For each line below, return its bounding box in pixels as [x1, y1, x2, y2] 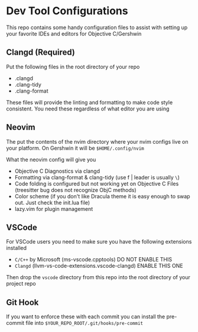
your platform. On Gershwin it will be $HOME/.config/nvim [6, 144, 144, 151]
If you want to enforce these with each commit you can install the [6, 313, 165, 320]
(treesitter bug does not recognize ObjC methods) [14, 186, 137, 194]
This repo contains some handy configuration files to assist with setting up [6, 24, 188, 31]
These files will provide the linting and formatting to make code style [6, 99, 173, 106]
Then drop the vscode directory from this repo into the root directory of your [6, 274, 190, 281]
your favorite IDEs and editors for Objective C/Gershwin [6, 30, 142, 37]
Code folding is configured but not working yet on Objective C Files [14, 180, 179, 187]
